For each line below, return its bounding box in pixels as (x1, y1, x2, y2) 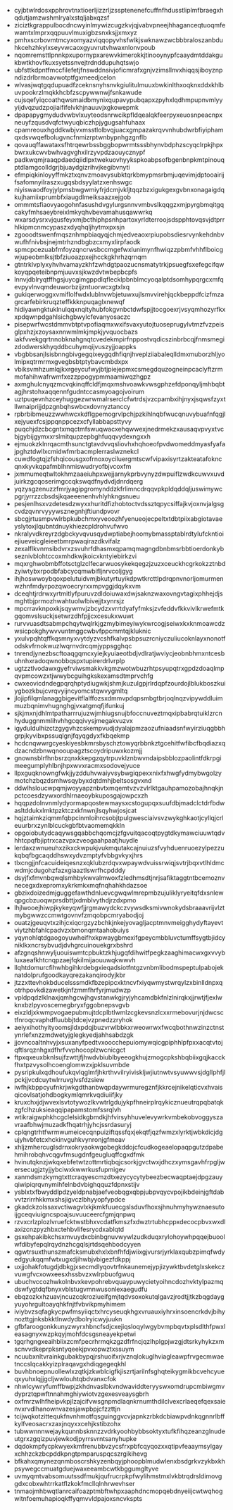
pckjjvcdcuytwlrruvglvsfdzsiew (13, 1076, 105, 1083)
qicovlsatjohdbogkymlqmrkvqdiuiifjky (13, 1090, 123, 1099)
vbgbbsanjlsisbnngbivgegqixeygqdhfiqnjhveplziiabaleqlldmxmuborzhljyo (13, 350, 225, 358)
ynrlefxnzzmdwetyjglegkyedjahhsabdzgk (13, 1031, 134, 1039)
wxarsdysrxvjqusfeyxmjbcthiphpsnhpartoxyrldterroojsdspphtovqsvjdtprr (13, 215, 225, 224)
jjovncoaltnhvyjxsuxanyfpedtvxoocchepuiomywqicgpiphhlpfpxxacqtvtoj (13, 1038, 223, 1046)
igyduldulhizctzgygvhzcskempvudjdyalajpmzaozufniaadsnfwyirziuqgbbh (13, 724, 225, 732)
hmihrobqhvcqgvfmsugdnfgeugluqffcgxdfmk (13, 1150, 145, 1159)
